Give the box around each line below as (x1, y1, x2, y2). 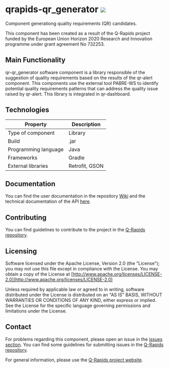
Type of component (8, 129, 55, 136)
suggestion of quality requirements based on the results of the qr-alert (5, 75, 153, 81)
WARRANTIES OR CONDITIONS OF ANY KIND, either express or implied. (5, 297, 156, 303)
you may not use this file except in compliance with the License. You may (5, 266, 158, 271)
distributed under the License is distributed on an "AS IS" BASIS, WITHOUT (5, 292, 162, 298)
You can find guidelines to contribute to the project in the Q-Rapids (5, 227, 146, 233)
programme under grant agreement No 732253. (5, 41, 105, 47)
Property (24, 120, 47, 128)
